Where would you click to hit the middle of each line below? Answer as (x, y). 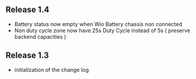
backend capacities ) (40, 37)
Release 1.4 (28, 10)
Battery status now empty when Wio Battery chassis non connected (98, 24)
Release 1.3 (27, 56)
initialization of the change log (52, 69)
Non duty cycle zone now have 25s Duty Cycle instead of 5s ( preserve (102, 30)
